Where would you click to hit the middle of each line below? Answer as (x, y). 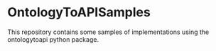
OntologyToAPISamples (79, 12)
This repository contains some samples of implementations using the (108, 32)
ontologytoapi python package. (53, 39)
